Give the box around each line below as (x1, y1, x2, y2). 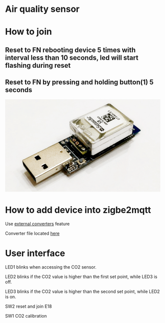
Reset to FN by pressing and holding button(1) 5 (5, 78, 154, 87)
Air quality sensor (5, 3, 80, 15)
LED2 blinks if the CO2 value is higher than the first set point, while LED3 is (5, 274, 158, 279)
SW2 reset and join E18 (5, 303, 52, 309)
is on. (5, 293, 16, 300)
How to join (5, 26, 52, 38)
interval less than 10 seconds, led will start (5, 53, 139, 62)
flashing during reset (5, 61, 71, 70)
